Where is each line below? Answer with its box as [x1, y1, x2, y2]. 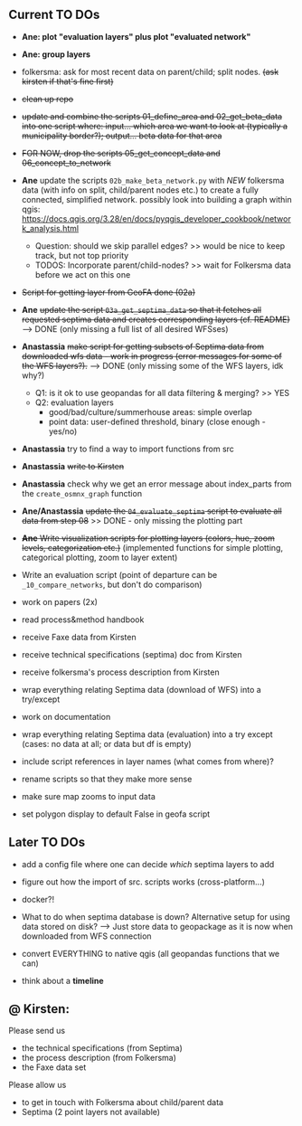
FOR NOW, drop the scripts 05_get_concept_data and [21, 147, 221, 158]
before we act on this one [34, 269, 131, 279]
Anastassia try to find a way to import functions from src [21, 443, 234, 454]
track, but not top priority [34, 250, 129, 260]
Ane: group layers [21, 49, 91, 60]
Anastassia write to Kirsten [21, 460, 124, 471]
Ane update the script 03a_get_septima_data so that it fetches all [21, 304, 262, 315]
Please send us [8, 1026, 65, 1036]
